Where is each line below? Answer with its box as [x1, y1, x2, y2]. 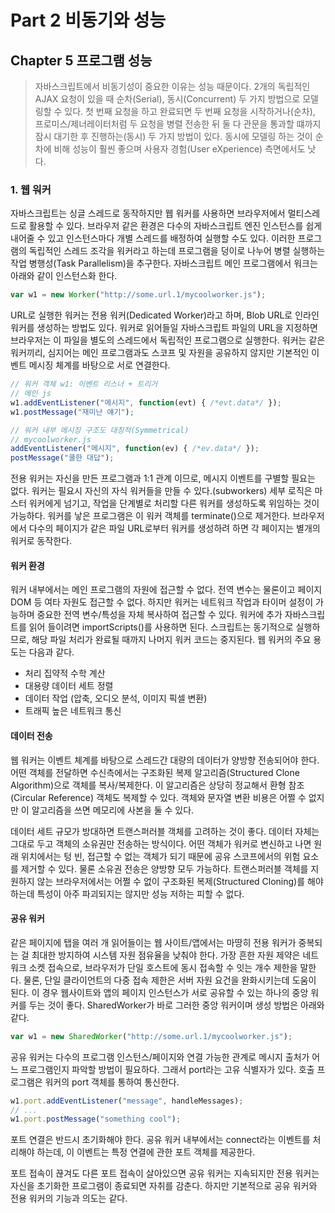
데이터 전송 [10, 729, 53, 741]
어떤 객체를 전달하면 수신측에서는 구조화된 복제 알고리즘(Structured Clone [10, 766, 300, 778]
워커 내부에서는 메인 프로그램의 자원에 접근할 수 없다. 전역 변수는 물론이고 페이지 [10, 584, 323, 596]
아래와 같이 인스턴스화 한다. [10, 270, 118, 282]
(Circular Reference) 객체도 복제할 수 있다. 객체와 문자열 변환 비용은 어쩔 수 [10, 791, 307, 803]
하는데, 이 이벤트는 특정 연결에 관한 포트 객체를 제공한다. [36, 1146, 256, 1158]
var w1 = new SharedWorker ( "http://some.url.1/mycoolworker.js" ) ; [10, 1031, 293, 1041]
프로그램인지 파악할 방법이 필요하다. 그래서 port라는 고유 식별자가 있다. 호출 [20, 1063, 315, 1075]
